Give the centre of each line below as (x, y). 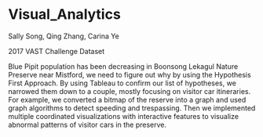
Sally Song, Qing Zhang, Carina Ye (64, 36)
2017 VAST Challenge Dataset (57, 51)
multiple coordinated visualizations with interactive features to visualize (124, 116)
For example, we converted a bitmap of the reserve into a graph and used (127, 99)
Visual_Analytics (65, 14)
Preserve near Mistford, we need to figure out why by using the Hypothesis (130, 74)
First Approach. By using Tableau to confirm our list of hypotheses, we (122, 83)
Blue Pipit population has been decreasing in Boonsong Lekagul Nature (123, 66)
